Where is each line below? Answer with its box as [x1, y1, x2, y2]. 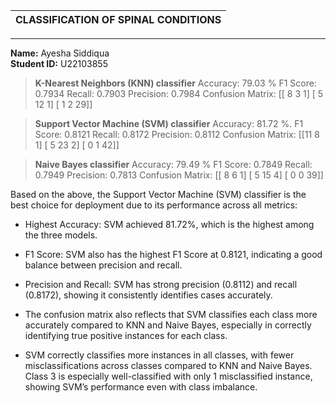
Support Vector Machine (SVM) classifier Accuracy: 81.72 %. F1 [34, 118, 304, 129]
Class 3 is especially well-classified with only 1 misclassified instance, [24, 370, 313, 382]
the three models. [24, 229, 98, 241]
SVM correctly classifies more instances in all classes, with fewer [24, 349, 295, 361]
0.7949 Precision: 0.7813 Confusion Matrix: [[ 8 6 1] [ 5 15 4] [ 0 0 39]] [34, 169, 324, 181]
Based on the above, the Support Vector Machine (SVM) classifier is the [10, 189, 307, 200]
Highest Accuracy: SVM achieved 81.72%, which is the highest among [24, 219, 315, 230]
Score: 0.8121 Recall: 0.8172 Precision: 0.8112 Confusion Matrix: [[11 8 [34, 129, 320, 140]
